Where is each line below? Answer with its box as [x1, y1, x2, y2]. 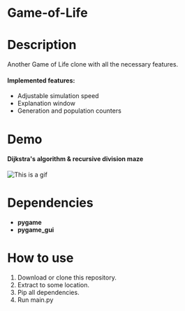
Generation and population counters [17, 106, 122, 115]
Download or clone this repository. [17, 273, 117, 282]
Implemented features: [7, 76, 75, 85]
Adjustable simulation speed [17, 92, 99, 100]
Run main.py [17, 296, 54, 304]
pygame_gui [17, 226, 54, 234]
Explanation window [17, 99, 75, 108]
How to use [7, 250, 74, 265]
